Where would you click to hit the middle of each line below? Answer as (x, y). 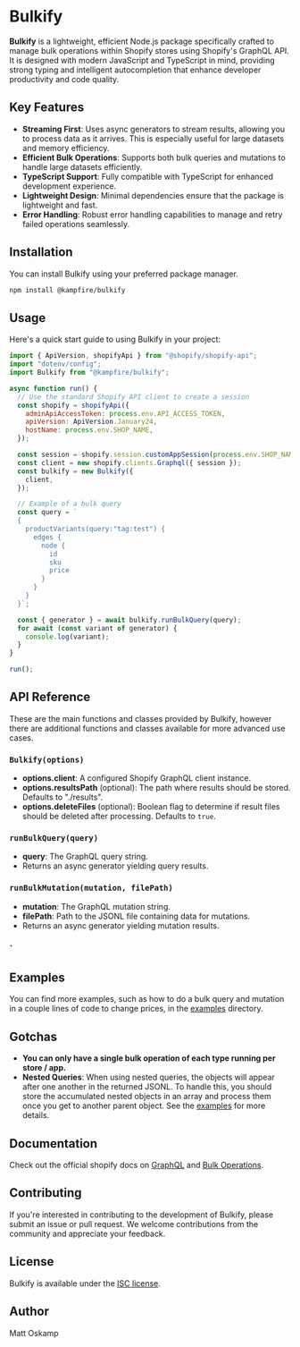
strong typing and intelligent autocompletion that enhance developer (135, 70)
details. (36, 1115)
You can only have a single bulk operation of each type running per (149, 1058)
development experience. (69, 186)
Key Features (47, 108)
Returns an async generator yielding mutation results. (121, 925)
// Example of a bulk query (70, 504)
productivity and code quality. (64, 79)
